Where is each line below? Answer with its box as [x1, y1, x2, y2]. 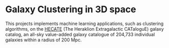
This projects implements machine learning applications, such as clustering [5, 20, 164, 27]
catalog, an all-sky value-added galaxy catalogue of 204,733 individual [5, 31, 155, 37]
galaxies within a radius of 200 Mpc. [5, 37, 82, 43]
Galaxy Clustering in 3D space [5, 4, 136, 15]
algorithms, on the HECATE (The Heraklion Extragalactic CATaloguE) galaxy [5, 26, 164, 32]
